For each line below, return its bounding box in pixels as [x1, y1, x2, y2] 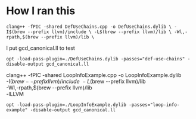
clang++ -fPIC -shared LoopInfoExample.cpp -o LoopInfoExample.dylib [6, 71, 182, 78]
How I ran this [6, 4, 76, 18]
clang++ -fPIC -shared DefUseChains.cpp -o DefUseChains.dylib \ [6, 24, 172, 30]
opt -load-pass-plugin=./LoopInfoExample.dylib [6, 102, 127, 108]
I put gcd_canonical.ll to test [6, 44, 76, 52]
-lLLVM [6, 90, 24, 97]
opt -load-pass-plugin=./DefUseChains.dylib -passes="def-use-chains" [6, 56, 185, 62]
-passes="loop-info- [129, 102, 180, 108]
